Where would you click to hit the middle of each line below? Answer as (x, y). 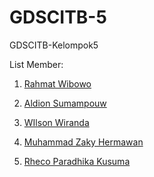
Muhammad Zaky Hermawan (83, 142)
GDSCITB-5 (58, 17)
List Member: (36, 64)
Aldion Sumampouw (65, 103)
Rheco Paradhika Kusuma (77, 161)
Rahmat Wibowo (57, 83)
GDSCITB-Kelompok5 (54, 45)
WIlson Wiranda (56, 122)
